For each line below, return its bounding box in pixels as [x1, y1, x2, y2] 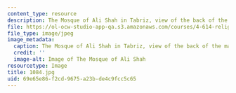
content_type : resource [7, 10, 77, 17]
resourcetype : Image [7, 62, 68, 69]
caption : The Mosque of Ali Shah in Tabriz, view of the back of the [13, 43, 221, 50]
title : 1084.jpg [7, 69, 55, 76]
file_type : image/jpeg [7, 29, 74, 37]
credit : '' [13, 50, 46, 57]
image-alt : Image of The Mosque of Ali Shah [13, 56, 146, 63]
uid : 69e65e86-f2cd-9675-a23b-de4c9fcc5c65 [7, 75, 137, 83]
